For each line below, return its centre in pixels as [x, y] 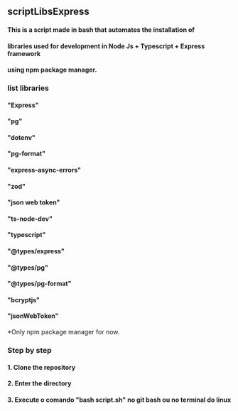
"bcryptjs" [24, 300]
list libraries [28, 88]
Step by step [29, 350]
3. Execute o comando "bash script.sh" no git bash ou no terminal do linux [119, 400]
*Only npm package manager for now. [64, 332]
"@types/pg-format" [39, 284]
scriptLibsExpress [49, 12]
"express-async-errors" [44, 170]
